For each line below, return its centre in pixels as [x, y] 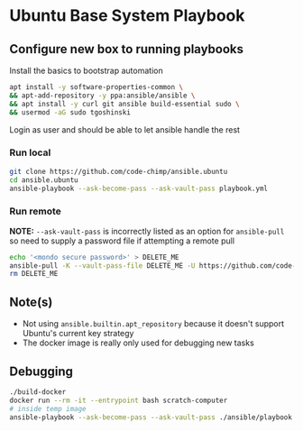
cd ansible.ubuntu [44, 180]
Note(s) [31, 302]
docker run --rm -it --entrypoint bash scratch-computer [119, 400]
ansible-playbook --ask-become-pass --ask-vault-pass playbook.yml [139, 188]
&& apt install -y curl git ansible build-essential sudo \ [125, 104]
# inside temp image [48, 408]
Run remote [35, 211]
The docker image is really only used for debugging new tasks [138, 343]
